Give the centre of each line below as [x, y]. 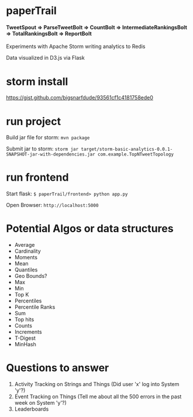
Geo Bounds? [31, 276]
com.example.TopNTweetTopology [136, 154]
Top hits [24, 319]
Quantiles [26, 270]
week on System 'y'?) [41, 403]
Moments [26, 257]
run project [34, 121]
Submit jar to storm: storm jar [42, 149]
